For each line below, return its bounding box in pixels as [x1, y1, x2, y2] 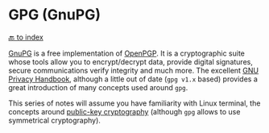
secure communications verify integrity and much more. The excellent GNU [8, 65, 259, 75]
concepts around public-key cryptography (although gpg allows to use [8, 106, 241, 116]
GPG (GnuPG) [8, 6, 101, 24]
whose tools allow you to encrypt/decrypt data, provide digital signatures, [8, 56, 254, 66]
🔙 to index [8, 32, 44, 42]
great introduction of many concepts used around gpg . [8, 82, 188, 92]
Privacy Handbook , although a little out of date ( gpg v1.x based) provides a [8, 74, 258, 84]
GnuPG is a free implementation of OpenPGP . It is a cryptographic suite [8, 48, 246, 58]
